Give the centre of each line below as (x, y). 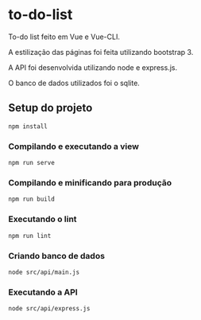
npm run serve (32, 163)
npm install (28, 126)
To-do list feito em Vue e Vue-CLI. (64, 37)
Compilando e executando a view (73, 146)
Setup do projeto (50, 108)
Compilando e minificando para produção (90, 182)
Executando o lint (43, 219)
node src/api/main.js (44, 272)
